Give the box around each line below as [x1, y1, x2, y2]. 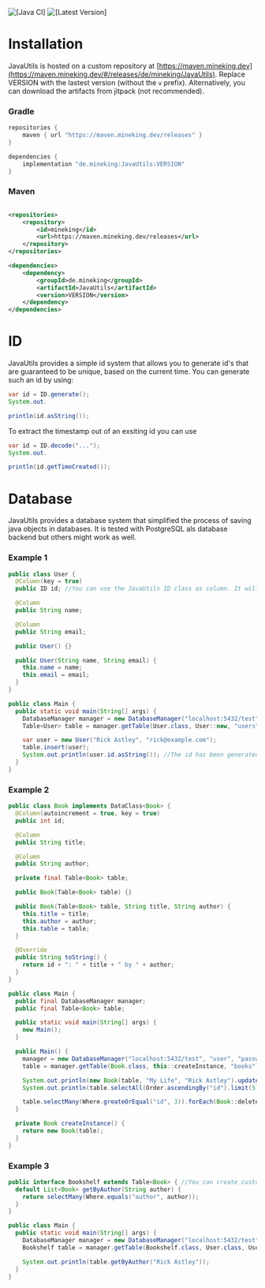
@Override [15, 946, 47, 954]
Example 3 [8, 1160, 50, 1171]
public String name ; [15, 607, 83, 614]
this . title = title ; [22, 909, 90, 918]
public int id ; [15, 816, 65, 824]
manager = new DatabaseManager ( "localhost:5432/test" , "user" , [22, 1055, 235, 1062]
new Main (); [22, 1026, 62, 1034]
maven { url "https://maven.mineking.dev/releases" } [22, 131, 203, 140]
